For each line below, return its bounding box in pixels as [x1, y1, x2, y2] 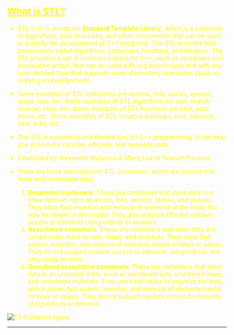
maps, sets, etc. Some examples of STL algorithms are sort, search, [17, 97, 212, 105]
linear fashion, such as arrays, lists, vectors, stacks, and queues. [27, 195, 214, 204]
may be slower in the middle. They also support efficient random [27, 210, 213, 218]
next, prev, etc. [17, 119, 61, 128]
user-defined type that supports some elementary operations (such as [17, 68, 219, 77]
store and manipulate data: [17, 174, 95, 183]
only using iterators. [27, 255, 86, 263]
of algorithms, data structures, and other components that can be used [17, 31, 221, 40]
